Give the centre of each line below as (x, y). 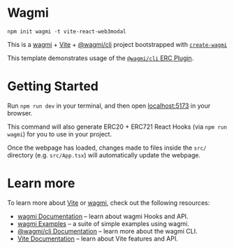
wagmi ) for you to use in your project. (60, 134)
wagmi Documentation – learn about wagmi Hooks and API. (103, 216)
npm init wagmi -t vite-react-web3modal (67, 31)
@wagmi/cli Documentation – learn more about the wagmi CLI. (107, 231)
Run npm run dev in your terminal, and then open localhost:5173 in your (109, 106)
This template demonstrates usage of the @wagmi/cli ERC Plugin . (101, 58)
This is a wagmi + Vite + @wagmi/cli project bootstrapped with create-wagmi (117, 44)
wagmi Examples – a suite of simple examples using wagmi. (103, 223)
